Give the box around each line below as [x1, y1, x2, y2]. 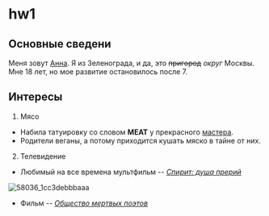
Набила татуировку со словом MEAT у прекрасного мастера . [19, 127, 234, 137]
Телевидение [19, 151, 66, 161]
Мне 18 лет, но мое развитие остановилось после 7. [8, 67, 188, 77]
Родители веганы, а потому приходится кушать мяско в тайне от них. [19, 135, 261, 145]
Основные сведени [8, 37, 111, 51]
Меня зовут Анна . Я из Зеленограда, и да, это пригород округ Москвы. [8, 58, 254, 68]
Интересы [8, 90, 63, 104]
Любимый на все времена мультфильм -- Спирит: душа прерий [19, 167, 242, 177]
